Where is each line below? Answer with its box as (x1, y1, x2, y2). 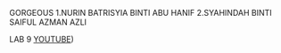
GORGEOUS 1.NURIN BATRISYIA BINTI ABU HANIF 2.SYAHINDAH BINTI (9, 8, 272, 18)
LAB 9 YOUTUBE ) (9, 34, 74, 44)
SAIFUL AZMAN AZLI (9, 17, 87, 27)
